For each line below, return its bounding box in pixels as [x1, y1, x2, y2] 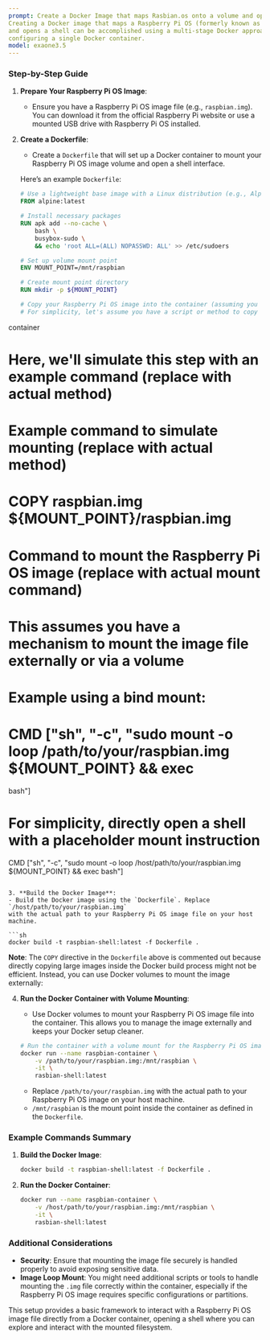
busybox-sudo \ [35, 234, 86, 242]
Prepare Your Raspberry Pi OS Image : [19, 86, 147, 97]
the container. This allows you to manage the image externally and [31, 1017, 252, 1027]
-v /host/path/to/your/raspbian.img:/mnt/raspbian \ [35, 1203, 215, 1211]
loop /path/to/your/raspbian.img [8, 742, 230, 761]
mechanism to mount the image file [8, 635, 249, 652]
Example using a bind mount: [8, 688, 207, 706]
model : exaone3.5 [8, 42, 67, 50]
